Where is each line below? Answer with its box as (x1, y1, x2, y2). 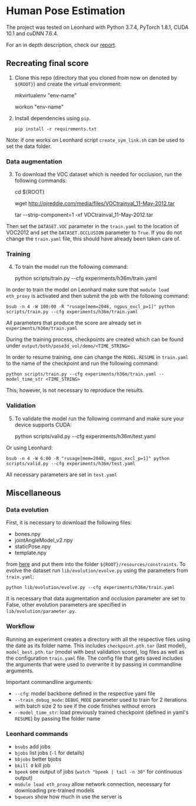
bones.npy (14, 531, 41, 538)
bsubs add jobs (14, 743, 51, 750)
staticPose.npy (14, 543, 51, 550)
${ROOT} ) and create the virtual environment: (14, 80, 122, 87)
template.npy (14, 550, 47, 557)
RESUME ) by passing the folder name (14, 715, 101, 722)
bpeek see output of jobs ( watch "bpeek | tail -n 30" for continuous (14, 768, 182, 775)
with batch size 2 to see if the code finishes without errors (14, 702, 156, 709)
